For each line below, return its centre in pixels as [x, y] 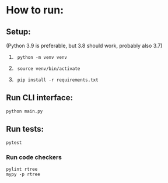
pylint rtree [22, 169]
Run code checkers [34, 157]
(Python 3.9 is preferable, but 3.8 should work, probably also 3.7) [84, 45]
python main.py [24, 111]
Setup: [18, 32]
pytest [14, 142]
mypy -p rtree [23, 174]
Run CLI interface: [39, 98]
